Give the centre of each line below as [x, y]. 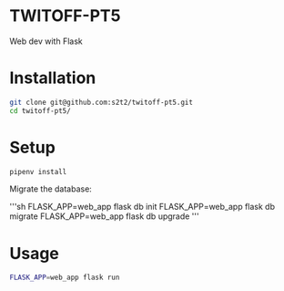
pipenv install [38, 171]
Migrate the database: [51, 189]
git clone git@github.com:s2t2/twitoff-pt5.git [101, 102]
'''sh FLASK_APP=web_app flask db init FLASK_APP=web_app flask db [142, 207]
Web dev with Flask [46, 41]
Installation [53, 78]
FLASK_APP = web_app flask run [65, 278]
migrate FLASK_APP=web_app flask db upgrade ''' [104, 216]
